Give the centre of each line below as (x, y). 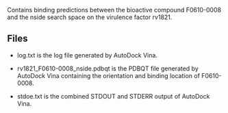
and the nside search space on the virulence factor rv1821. (90, 17)
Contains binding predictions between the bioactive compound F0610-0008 (114, 10)
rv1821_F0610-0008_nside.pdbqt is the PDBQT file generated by (107, 68)
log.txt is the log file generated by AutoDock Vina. (87, 55)
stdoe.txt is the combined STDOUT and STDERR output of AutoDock (113, 96)
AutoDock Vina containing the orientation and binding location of (109, 75)
